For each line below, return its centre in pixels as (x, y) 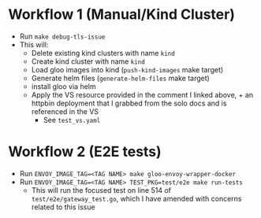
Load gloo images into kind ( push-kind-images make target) (127, 69)
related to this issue (63, 207)
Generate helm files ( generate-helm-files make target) (121, 78)
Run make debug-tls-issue (62, 36)
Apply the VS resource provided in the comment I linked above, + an (142, 94)
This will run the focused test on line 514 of (101, 190)
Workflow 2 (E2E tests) (85, 152)
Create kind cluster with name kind (88, 61)
